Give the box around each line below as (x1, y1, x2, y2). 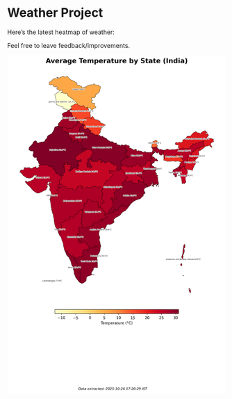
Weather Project (7, 5, 103, 21)
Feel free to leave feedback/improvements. (7, 41, 131, 49)
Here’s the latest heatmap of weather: (7, 28, 115, 36)
